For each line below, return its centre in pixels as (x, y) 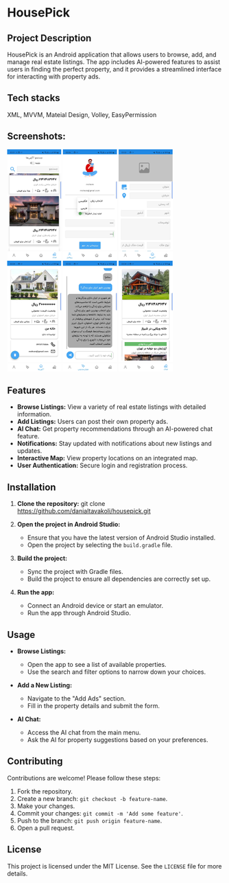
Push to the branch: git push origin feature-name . (89, 820)
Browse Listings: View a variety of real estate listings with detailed (111, 407)
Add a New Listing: (45, 685)
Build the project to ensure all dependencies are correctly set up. (119, 579)
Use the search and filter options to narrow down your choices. (117, 672)
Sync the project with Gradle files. (75, 572)
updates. (29, 451)
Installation (32, 487)
